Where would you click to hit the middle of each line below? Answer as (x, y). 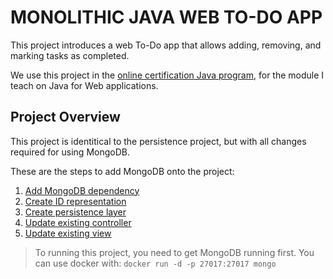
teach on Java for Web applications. (84, 85)
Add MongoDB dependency (82, 190)
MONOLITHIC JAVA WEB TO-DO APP (166, 17)
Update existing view (68, 233)
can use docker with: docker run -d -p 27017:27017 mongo (155, 263)
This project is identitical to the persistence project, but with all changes (158, 141)
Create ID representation (75, 201)
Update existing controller (78, 222)
